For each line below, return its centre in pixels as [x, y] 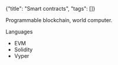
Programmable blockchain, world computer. [59, 20]
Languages [19, 32]
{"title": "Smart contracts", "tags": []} [50, 9]
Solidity [23, 49]
